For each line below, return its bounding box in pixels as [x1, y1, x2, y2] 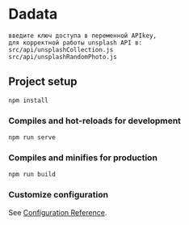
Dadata [8, 5, 58, 23]
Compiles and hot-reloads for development [8, 115, 182, 126]
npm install [8, 96, 48, 104]
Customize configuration [8, 189, 109, 201]
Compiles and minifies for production [8, 151, 157, 163]
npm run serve [8, 134, 57, 142]
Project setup [8, 74, 78, 89]
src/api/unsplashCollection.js [8, 45, 114, 53]
